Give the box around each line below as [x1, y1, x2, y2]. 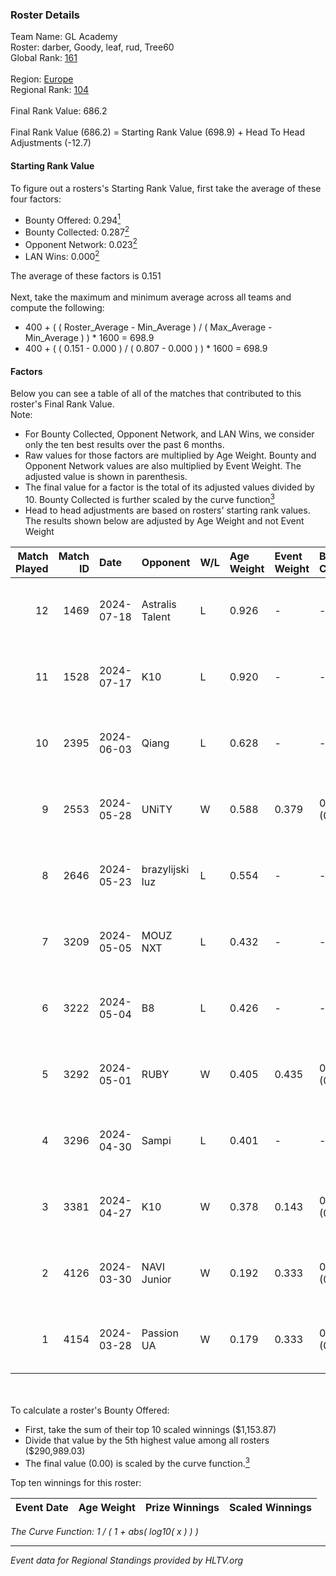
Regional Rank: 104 [10, 84, 90, 96]
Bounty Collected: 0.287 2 [24, 224, 130, 238]
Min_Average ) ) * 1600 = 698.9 [24, 332, 155, 344]
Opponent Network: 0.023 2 [24, 236, 138, 250]
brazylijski [141, 862, 190, 876]
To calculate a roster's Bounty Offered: [10, 1404, 170, 1416]
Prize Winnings [144, 1500, 220, 1514]
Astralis [141, 597, 177, 611]
